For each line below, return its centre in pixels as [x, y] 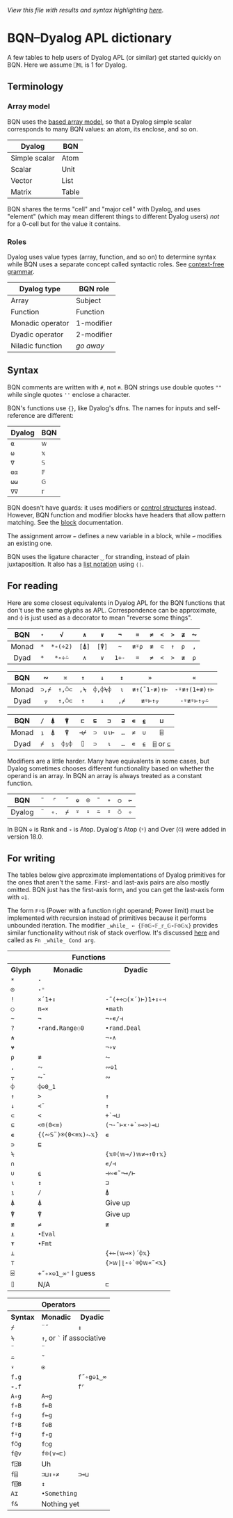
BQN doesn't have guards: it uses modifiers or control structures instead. [112, 508]
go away [90, 346]
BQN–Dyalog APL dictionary [90, 38]
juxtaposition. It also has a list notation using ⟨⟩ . [75, 564]
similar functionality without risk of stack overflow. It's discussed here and [114, 933]
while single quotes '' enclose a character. [69, 394]
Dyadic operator [37, 334]
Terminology [35, 87]
